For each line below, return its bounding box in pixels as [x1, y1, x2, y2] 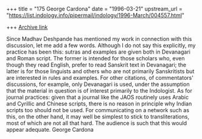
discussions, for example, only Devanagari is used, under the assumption [6, 80, 190, 88]
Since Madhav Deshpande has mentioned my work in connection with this [6, 35, 192, 42]
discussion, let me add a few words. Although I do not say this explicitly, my [6, 42, 196, 49]
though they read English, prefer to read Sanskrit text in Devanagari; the [6, 61, 187, 68]
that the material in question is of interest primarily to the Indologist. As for [6, 87, 193, 94]
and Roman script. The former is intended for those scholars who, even [6, 55, 185, 62]
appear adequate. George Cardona [6, 126, 94, 133]
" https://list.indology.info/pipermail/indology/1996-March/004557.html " [6, 12, 184, 19]
